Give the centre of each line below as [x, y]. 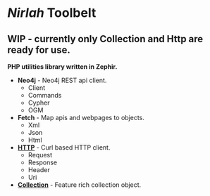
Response [43, 162]
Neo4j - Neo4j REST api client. [62, 80]
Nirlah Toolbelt [52, 13]
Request [40, 155]
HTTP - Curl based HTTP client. [64, 148]
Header [39, 170]
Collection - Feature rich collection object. [79, 185]
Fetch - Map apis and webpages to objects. [81, 118]
